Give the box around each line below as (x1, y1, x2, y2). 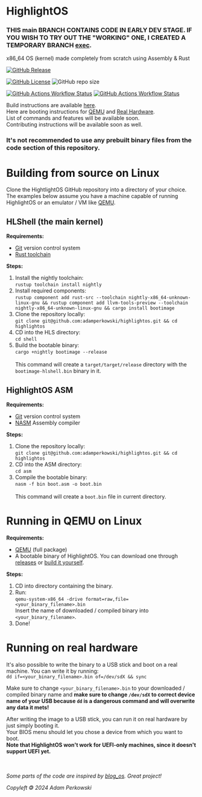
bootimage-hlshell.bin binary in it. (14, 368, 101, 375)
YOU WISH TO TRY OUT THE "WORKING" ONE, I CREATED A (6, 33, 186, 42)
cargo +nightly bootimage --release (14, 349, 107, 356)
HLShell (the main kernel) (6, 216, 104, 227)
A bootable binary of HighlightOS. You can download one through (14, 552, 178, 560)
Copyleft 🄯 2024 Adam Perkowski (6, 784, 92, 791)
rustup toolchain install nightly (14, 282, 102, 288)
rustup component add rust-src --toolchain (14, 295, 127, 301)
